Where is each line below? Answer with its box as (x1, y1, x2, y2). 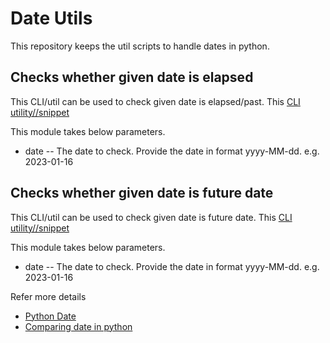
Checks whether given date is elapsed (10, 69, 254, 86)
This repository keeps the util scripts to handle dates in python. (10, 40, 270, 52)
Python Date (24, 310, 77, 322)
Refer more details (10, 290, 87, 302)
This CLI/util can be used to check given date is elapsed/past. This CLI (10, 95, 301, 107)
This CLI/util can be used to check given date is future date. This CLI (10, 211, 293, 223)
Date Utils (10, 7, 93, 30)
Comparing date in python (24, 320, 133, 332)
